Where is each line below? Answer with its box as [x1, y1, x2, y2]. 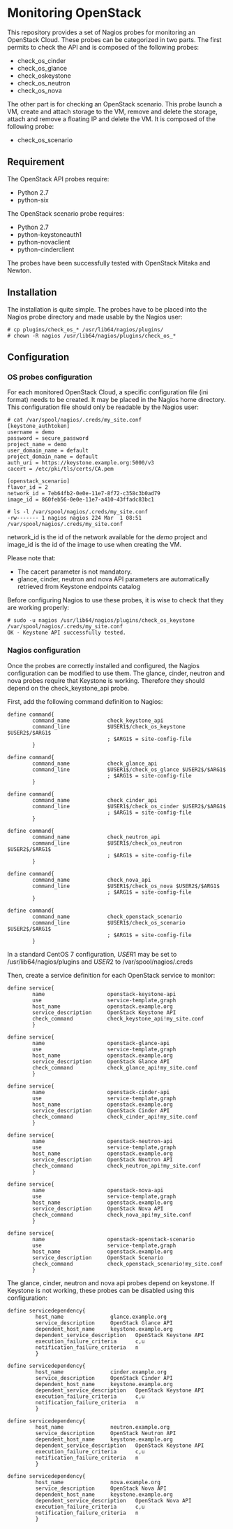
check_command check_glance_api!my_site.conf [32, 1064, 198, 1071]
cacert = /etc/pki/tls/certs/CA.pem [7, 466, 114, 473]
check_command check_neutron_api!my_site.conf [32, 1162, 201, 1169]
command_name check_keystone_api [32, 717, 164, 724]
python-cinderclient [17, 245, 75, 254]
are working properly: [7, 604, 70, 612]
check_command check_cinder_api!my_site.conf [32, 1113, 198, 1120]
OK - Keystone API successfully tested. [7, 629, 127, 637]
